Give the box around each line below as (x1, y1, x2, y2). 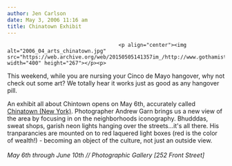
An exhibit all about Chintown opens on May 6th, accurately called (7, 100, 195, 108)
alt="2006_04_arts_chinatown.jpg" (7, 48, 107, 55)
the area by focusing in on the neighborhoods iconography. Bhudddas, (7, 114, 209, 123)
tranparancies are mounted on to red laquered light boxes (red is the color (7, 129, 217, 138)
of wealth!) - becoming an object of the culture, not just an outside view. (7, 136, 213, 145)
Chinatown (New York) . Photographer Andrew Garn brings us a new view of (7, 107, 223, 116)
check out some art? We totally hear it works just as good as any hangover (7, 79, 220, 87)
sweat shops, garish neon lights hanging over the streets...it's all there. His (7, 122, 220, 130)
